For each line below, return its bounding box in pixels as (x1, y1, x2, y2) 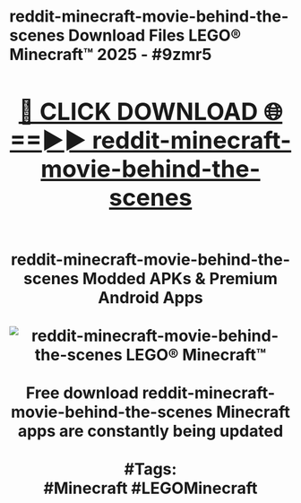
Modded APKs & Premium (82, 268, 278, 289)
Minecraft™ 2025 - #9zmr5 (9, 45, 212, 65)
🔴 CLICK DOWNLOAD (18, 96, 258, 126)
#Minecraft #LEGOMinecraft (43, 478, 258, 499)
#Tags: (124, 459, 177, 479)
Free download (25, 383, 139, 403)
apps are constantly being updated (17, 421, 284, 441)
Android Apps (98, 287, 203, 308)
